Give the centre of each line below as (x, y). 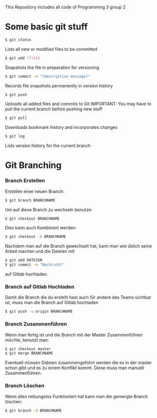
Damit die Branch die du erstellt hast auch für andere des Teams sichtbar (78, 297)
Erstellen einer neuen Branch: (35, 191)
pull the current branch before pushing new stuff (54, 109)
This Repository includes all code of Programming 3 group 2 (65, 7)
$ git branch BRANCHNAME (30, 200)
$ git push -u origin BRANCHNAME (39, 312)
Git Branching (33, 165)
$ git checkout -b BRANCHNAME (36, 237)
